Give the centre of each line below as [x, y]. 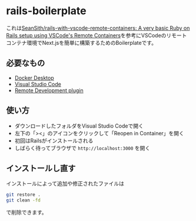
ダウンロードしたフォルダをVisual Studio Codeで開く [79, 126]
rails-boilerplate [46, 11]
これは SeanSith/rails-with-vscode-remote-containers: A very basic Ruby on [98, 28]
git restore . [24, 195]
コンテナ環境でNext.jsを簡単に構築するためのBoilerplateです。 [82, 43]
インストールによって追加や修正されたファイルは [65, 184]
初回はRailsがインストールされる [54, 141]
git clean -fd [24, 200]
